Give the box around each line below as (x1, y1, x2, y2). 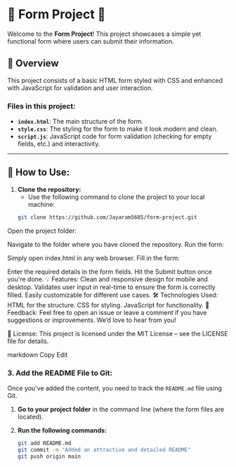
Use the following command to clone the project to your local (27, 193, 205, 201)
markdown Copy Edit (7, 350, 68, 359)
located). (17, 413, 44, 421)
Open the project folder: (7, 226, 77, 235)
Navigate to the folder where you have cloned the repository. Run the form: (7, 240, 225, 248)
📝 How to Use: (7, 167, 70, 179)
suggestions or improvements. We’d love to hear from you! (7, 316, 177, 324)
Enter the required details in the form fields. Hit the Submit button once (7, 267, 213, 276)
